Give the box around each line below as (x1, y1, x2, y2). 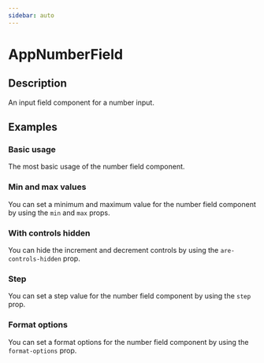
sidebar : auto (8, 11, 55, 20)
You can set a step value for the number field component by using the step (8, 291, 251, 301)
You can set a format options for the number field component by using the (8, 337, 249, 346)
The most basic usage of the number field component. (8, 162, 185, 172)
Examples (8, 120, 58, 134)
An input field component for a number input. (8, 98, 155, 107)
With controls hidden (8, 228, 91, 239)
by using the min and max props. (8, 208, 110, 217)
